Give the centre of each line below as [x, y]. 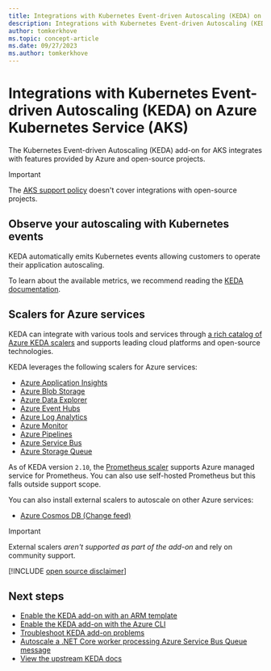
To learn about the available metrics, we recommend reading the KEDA [126, 281]
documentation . [35, 289]
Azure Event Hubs [50, 408]
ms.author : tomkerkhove [48, 53]
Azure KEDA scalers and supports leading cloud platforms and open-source [134, 342]
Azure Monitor [44, 425]
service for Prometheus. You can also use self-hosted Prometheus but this [132, 475]
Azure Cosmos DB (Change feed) [75, 515]
